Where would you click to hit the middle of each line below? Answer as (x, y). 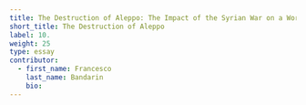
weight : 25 (30, 43)
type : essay (32, 52)
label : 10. (30, 35)
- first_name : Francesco (65, 69)
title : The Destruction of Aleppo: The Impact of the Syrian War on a (146, 18)
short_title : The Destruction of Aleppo (87, 26)
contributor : (34, 60)
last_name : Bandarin (65, 78)
